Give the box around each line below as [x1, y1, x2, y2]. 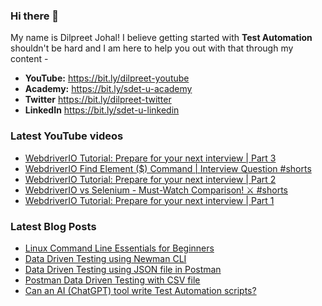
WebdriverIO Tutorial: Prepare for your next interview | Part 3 [24, 152, 277, 164]
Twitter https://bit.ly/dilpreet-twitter [24, 94, 172, 106]
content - [10, 53, 49, 65]
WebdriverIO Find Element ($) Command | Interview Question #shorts [24, 162, 312, 174]
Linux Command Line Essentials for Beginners [24, 242, 215, 254]
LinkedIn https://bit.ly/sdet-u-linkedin [24, 104, 180, 116]
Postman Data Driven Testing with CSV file [24, 274, 201, 286]
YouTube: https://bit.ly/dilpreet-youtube [24, 72, 190, 84]
